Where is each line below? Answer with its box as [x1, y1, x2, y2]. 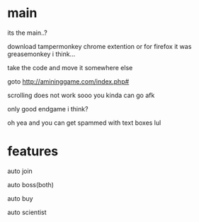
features [7, 143, 59, 160]
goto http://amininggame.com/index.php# [7, 77, 130, 86]
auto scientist [7, 208, 47, 216]
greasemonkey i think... [7, 50, 76, 58]
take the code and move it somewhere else [7, 63, 133, 72]
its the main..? [7, 28, 47, 37]
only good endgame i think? [7, 104, 89, 113]
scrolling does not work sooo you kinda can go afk [7, 91, 155, 99]
